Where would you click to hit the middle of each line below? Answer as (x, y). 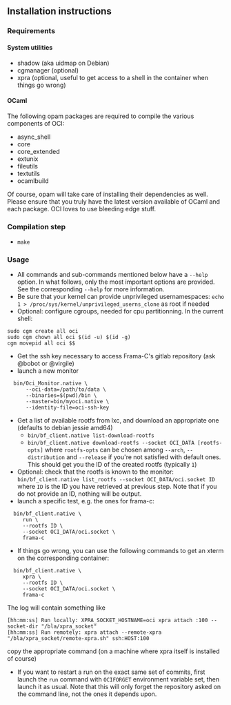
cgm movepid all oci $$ (41, 344)
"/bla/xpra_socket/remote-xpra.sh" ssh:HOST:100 (78, 639)
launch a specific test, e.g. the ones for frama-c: (86, 501)
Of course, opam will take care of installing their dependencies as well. (108, 194)
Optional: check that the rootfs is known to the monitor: (96, 472)
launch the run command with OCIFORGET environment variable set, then (118, 679)
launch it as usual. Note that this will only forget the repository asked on (119, 687)
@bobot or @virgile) (46, 364)
